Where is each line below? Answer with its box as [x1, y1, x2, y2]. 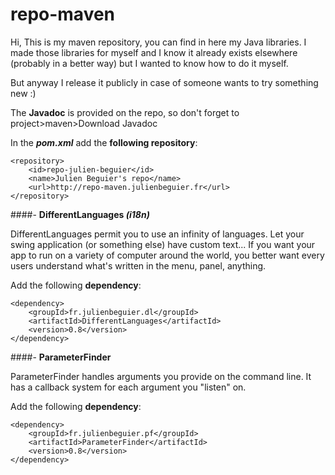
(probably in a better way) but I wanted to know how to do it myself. [10, 57, 289, 69]
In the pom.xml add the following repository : [10, 136, 198, 148]
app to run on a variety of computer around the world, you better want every [10, 249, 325, 261]
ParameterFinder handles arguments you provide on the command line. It [10, 370, 312, 382]
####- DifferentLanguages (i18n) [10, 208, 150, 220]
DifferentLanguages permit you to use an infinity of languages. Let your [10, 228, 305, 240]
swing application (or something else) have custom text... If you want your [10, 238, 316, 250]
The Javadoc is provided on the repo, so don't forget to [10, 106, 240, 118]
